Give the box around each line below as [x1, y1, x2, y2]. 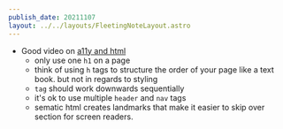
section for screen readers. [34, 111, 134, 122]
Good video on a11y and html [20, 45, 126, 56]
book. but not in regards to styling [34, 73, 158, 84]
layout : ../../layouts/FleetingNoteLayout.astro [8, 21, 191, 30]
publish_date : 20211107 [8, 12, 96, 22]
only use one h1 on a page [34, 55, 131, 65]
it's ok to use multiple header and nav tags [34, 92, 187, 102]
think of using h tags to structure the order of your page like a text [34, 64, 275, 75]
